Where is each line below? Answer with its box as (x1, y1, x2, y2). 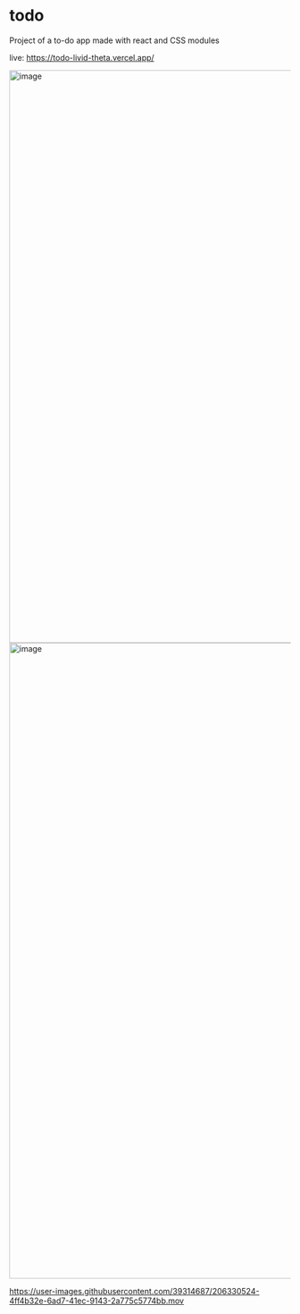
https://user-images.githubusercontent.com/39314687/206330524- (9, 1285, 260, 1296)
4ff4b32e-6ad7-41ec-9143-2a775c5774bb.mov (9, 1295, 185, 1306)
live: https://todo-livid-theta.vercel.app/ (9, 52, 154, 63)
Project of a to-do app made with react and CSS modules (9, 35, 221, 46)
